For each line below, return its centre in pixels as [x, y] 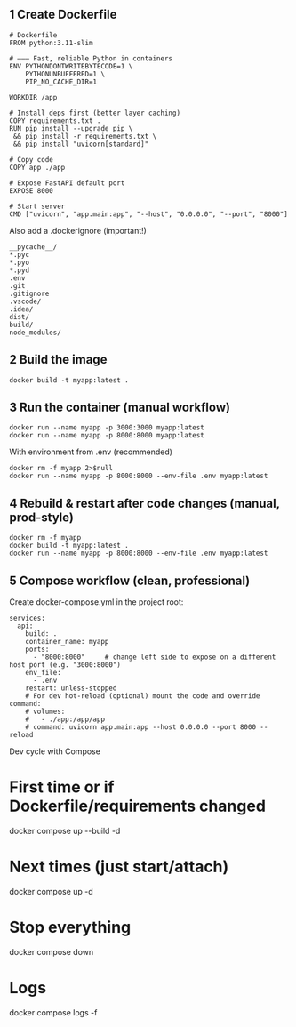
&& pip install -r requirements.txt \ [85, 136]
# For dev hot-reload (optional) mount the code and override [143, 696]
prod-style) [41, 517]
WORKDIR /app [33, 97]
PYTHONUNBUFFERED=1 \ [65, 74]
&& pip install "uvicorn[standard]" [81, 144]
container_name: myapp [67, 642]
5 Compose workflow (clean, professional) [130, 580]
